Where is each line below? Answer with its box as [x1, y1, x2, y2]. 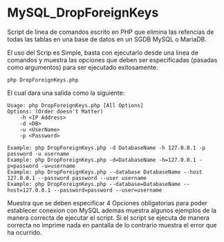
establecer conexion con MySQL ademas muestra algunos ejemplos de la [7, 206, 216, 214]
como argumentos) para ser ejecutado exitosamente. [7, 63, 158, 71]
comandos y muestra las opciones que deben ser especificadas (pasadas [7, 55, 218, 64]
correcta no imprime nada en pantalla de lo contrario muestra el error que [7, 221, 217, 229]
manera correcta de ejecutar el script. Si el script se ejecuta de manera [7, 213, 209, 222]
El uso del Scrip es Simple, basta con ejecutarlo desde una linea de [7, 48, 199, 57]
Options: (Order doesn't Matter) [7, 108, 104, 115]
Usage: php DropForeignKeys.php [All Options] [7, 102, 144, 109]
